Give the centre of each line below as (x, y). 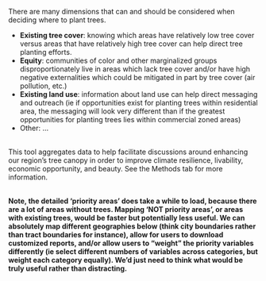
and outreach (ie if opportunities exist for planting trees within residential (139, 103)
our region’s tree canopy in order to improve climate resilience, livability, (126, 160)
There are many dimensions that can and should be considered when (122, 12)
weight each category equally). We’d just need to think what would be (126, 260)
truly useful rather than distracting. (68, 268)
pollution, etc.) (43, 86)
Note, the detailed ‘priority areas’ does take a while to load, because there (133, 201)
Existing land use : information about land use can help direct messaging (139, 94)
